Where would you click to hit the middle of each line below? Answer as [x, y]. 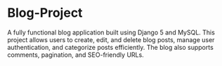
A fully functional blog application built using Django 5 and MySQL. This [111, 32]
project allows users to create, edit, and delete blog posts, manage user [111, 39]
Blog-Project [45, 13]
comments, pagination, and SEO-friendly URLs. [76, 55]
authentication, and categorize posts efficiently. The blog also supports [111, 47]
